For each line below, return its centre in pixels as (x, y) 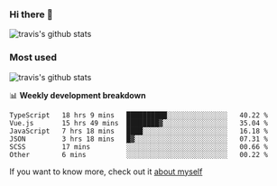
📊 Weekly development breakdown (78, 95)
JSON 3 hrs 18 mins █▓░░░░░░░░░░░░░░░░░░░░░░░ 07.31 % (139, 139)
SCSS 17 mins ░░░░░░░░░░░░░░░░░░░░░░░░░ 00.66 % (139, 147)
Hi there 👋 (32, 14)
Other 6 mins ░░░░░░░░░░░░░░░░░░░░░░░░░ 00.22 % (139, 154)
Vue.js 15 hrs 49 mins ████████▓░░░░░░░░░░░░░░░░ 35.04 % (139, 123)
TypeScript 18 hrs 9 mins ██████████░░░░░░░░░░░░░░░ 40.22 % (139, 115)
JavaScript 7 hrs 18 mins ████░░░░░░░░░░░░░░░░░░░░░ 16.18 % (139, 131)
